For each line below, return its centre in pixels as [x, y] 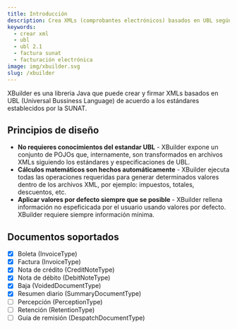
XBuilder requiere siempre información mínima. [86, 215]
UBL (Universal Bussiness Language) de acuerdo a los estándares [103, 100]
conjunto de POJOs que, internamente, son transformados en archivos [120, 155]
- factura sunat [37, 54]
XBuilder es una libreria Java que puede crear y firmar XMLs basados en [113, 93]
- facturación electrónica [53, 60]
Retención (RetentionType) [56, 310]
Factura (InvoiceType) [49, 262]
